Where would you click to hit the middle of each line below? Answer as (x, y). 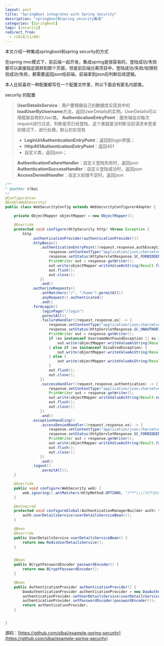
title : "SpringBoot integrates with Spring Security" (61, 14)
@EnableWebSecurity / (26, 203)
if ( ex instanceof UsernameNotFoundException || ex (102, 338)
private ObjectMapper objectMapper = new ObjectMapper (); (74, 216)
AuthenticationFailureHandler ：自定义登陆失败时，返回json (78, 162)
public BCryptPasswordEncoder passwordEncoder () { (66, 565)
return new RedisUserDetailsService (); (63, 542)
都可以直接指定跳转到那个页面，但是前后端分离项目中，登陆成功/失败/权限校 (82, 68)
